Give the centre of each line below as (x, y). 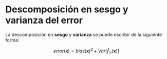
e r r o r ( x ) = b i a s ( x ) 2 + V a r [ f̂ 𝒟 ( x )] (86, 51)
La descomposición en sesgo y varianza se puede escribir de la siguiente (84, 34)
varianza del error (44, 20)
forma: (12, 40)
